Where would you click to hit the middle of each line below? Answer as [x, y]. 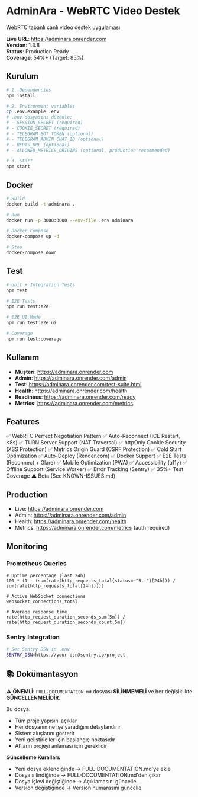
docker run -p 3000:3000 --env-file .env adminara [70, 220]
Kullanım [23, 358]
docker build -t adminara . [41, 204]
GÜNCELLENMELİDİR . [33, 697]
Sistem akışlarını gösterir [45, 733]
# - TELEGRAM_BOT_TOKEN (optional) [50, 134]
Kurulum [22, 76]
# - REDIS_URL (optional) [38, 145]
